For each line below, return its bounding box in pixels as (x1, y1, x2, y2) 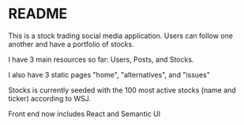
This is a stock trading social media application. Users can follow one (8, 31, 233, 40)
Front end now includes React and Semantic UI (8, 108, 160, 119)
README (8, 5, 68, 23)
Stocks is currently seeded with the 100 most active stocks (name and (8, 85, 237, 95)
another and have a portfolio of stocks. (8, 39, 134, 48)
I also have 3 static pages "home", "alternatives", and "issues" (8, 70, 211, 79)
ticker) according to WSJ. (8, 93, 91, 103)
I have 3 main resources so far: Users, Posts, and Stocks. (8, 55, 194, 64)
